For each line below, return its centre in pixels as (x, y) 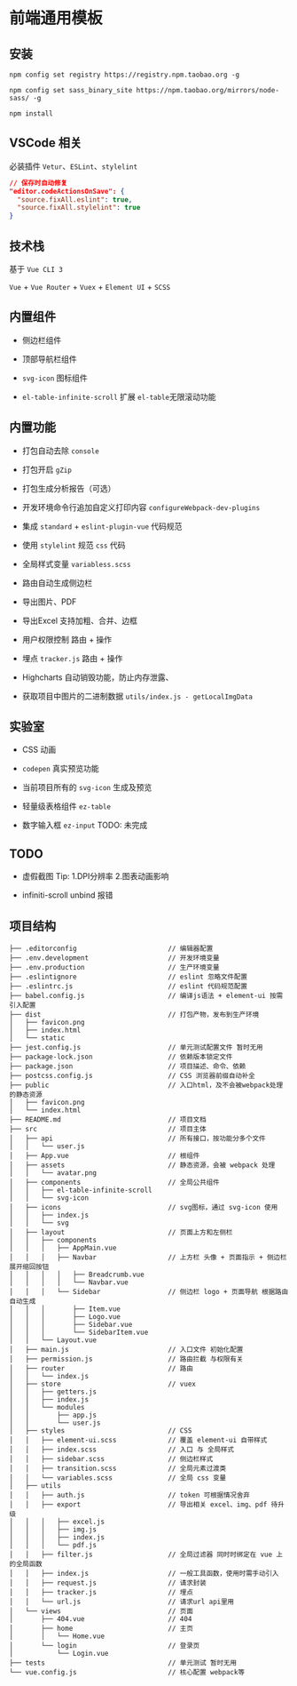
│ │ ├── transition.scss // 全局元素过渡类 (118, 1469)
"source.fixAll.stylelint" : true (79, 208)
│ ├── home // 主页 (101, 1629)
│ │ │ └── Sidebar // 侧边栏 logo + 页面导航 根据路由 (149, 1292)
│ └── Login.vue (59, 1654)
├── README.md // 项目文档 (108, 1120)
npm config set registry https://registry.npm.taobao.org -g (125, 75)
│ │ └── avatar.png (53, 1173)
